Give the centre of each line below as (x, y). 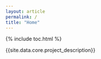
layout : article (25, 11)
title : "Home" (23, 22)
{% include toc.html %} (34, 39)
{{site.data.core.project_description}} (51, 50)
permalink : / (21, 17)
